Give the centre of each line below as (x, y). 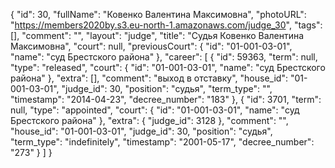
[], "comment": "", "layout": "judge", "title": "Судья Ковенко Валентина (157, 35)
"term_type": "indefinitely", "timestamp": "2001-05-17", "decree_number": (162, 142)
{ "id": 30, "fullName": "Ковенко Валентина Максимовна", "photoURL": (158, 14)
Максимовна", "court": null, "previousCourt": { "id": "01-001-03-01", (151, 46)
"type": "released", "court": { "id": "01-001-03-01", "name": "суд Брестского (168, 67)
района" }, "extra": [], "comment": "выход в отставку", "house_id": (149, 78)
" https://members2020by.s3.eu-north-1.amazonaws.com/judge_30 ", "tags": (166, 25)
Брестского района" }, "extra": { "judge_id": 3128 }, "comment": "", (149, 120)
